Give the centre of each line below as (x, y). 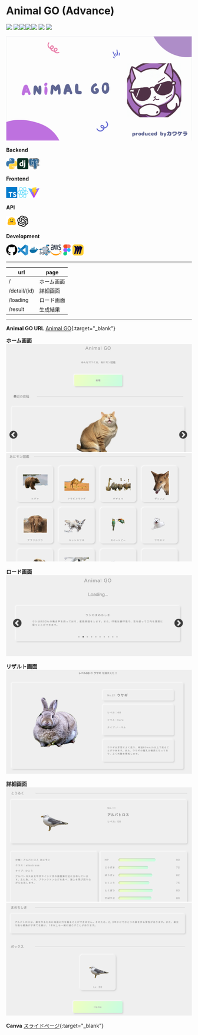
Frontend (18, 179)
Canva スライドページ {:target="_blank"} (55, 1026)
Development (23, 236)
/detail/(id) (22, 291)
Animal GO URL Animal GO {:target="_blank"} (61, 328)
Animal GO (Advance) (60, 11)
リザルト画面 (22, 666)
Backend (17, 150)
